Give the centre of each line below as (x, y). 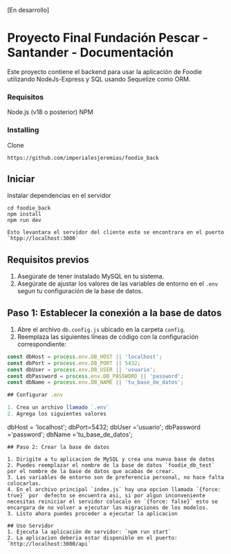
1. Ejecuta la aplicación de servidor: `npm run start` (89, 532)
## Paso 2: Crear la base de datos (58, 447)
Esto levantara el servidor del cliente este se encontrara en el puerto (116, 232)
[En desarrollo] (28, 10)
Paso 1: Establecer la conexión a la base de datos (114, 313)
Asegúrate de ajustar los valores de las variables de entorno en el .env (118, 284)
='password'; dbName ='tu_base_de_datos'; (70, 434)
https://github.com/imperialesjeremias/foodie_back (83, 158)
